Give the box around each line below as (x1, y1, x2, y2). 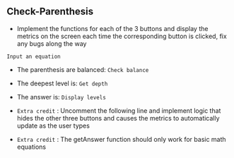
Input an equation (6, 53, 61, 60)
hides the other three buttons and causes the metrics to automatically (16, 114, 220, 122)
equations (16, 142, 47, 151)
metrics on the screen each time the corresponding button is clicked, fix (16, 32, 227, 40)
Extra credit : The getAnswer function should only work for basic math (16, 135, 227, 143)
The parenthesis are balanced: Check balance (16, 65, 149, 73)
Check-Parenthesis (6, 6, 93, 18)
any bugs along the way (16, 39, 87, 48)
